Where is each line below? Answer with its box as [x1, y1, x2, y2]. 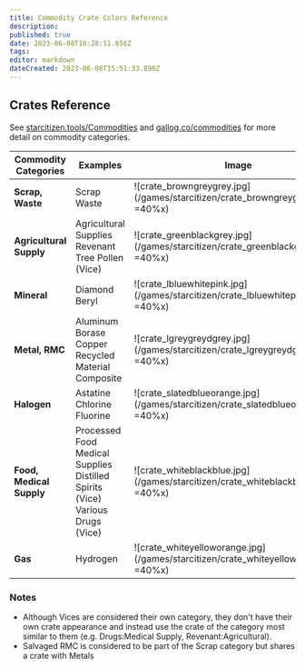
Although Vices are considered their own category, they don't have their [22, 611, 293, 623]
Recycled [75, 349, 115, 362]
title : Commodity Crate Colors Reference [9, 13, 169, 23]
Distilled [75, 469, 111, 482]
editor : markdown [9, 55, 75, 65]
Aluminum [75, 314, 119, 327]
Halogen [14, 397, 52, 410]
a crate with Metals [22, 650, 95, 661]
